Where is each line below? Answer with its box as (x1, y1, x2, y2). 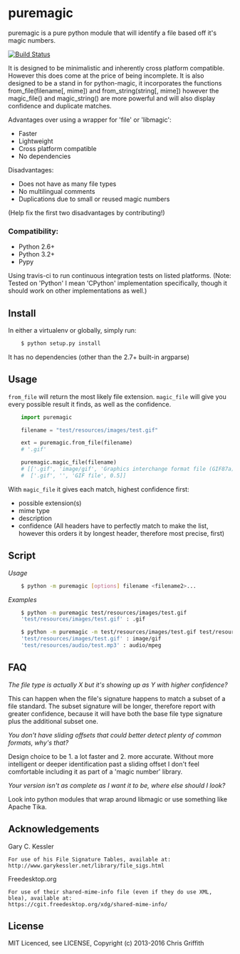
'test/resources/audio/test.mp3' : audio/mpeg (21, 642, 162, 649)
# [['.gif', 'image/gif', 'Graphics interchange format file (21, 465, 206, 473)
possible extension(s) (18, 499, 82, 507)
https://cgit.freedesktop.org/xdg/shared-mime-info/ (8, 901, 168, 908)
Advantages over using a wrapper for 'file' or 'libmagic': (8, 115, 172, 124)
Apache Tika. (8, 802, 47, 811)
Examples (8, 595, 38, 603)
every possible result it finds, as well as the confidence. (8, 400, 172, 408)
